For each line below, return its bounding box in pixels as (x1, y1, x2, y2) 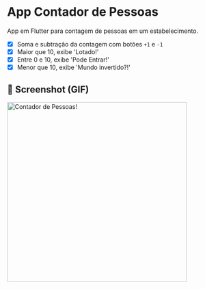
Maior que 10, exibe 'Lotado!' (16, 48, 99, 55)
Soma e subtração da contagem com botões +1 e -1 (16, 40, 163, 48)
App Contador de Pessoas (7, 4, 159, 20)
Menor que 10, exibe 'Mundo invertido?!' (16, 63, 131, 72)
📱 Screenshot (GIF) (7, 84, 90, 95)
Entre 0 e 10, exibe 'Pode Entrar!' (16, 55, 109, 64)
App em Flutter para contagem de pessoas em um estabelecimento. (7, 27, 199, 35)
